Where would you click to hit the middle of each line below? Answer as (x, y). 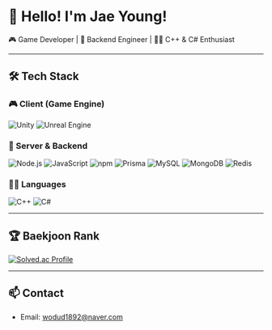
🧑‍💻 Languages (37, 184)
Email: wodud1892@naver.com (71, 317)
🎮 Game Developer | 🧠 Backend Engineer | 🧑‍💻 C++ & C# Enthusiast (121, 39)
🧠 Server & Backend (48, 146)
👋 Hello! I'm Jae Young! (88, 17)
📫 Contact (36, 293)
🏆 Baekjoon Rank (54, 236)
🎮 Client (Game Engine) (57, 104)
